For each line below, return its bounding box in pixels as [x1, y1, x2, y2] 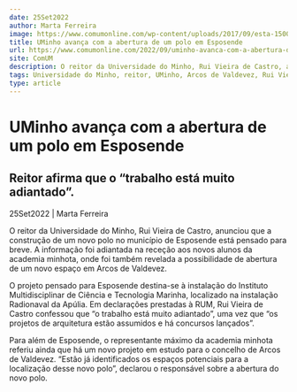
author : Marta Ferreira [9, 21, 97, 30]
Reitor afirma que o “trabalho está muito [9, 171, 235, 186]
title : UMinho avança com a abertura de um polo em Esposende [9, 37, 243, 47]
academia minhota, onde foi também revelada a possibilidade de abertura [9, 253, 278, 264]
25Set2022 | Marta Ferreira [9, 208, 109, 219]
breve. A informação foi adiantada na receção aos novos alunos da [9, 244, 253, 255]
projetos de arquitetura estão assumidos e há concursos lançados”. [9, 318, 255, 328]
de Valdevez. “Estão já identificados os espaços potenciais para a [9, 353, 249, 364]
